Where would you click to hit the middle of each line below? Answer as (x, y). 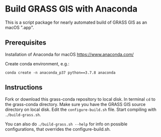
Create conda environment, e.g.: (37, 63)
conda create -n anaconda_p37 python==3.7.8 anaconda (60, 73)
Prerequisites (26, 43)
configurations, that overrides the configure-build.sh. (58, 129)
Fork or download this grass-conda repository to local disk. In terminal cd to (80, 99)
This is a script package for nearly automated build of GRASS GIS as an (76, 22)
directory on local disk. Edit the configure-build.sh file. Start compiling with (81, 109)
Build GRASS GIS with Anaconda (71, 9)
